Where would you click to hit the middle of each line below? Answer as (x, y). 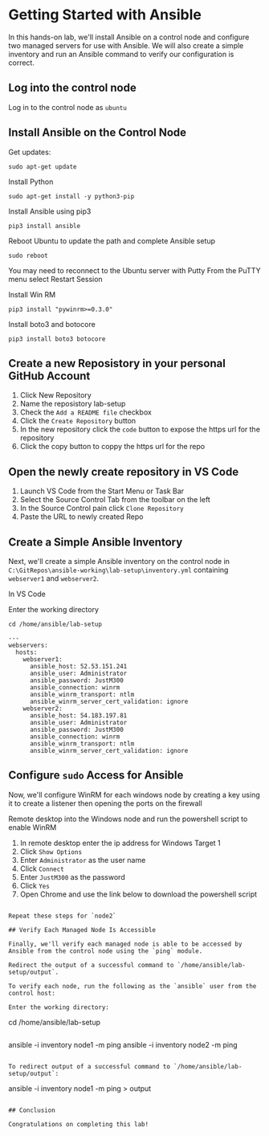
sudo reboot (28, 255)
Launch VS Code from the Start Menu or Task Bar (102, 491)
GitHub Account (49, 376)
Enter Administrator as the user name (83, 860)
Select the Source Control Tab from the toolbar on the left (115, 500)
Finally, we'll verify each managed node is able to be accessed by (125, 944)
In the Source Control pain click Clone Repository (102, 509)
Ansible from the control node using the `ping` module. (106, 951)
